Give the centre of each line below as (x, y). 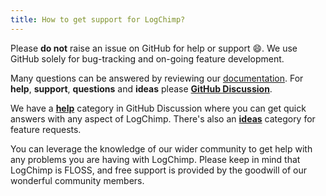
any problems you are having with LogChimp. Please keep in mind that (155, 159)
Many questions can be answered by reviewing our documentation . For (157, 78)
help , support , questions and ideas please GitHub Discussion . (141, 88)
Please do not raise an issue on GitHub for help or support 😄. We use (154, 48)
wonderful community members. (77, 180)
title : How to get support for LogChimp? (98, 19)
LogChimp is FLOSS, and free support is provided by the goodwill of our (159, 170)
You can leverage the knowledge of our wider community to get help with (161, 148)
